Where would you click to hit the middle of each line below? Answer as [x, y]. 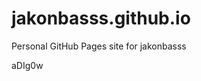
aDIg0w [27, 65]
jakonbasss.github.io [101, 18]
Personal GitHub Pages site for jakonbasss [99, 46]
